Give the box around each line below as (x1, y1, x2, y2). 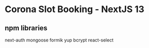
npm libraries (5, 24, 48, 32)
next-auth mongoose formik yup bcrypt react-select (5, 37, 114, 43)
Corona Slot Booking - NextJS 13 (5, 4, 145, 15)
